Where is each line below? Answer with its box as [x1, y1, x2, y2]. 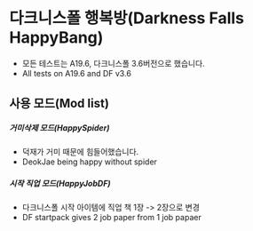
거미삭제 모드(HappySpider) [9, 122, 110, 133]
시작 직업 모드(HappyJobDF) [9, 178, 111, 188]
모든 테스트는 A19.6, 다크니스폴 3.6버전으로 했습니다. [21, 58, 206, 68]
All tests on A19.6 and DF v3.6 [21, 68, 131, 78]
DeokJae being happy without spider [21, 156, 158, 167]
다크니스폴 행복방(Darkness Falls [9, 8, 245, 28]
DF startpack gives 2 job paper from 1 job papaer [21, 212, 202, 223]
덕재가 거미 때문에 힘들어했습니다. [21, 147, 139, 157]
